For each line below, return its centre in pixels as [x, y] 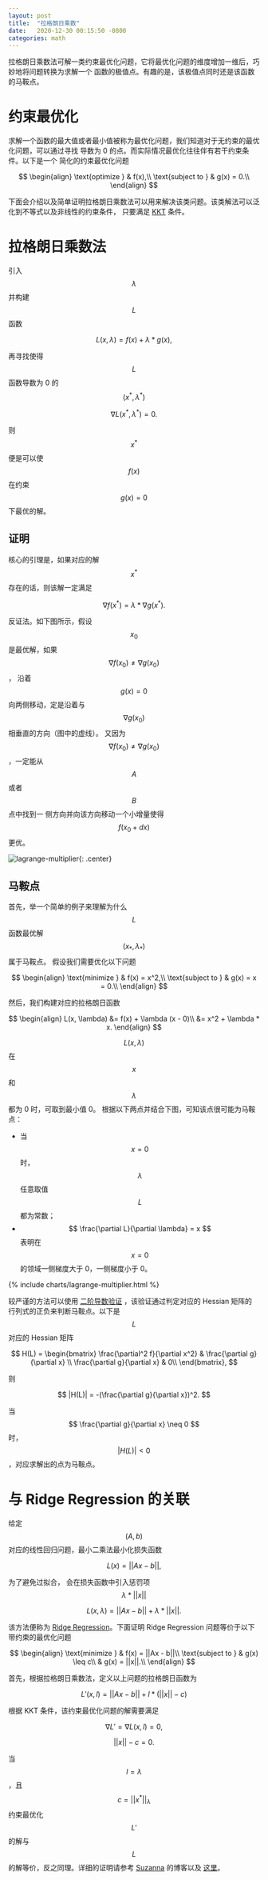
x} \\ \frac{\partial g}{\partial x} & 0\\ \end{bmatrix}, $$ [148, 1362]
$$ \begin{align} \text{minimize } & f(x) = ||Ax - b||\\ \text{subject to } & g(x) [134, 1653]
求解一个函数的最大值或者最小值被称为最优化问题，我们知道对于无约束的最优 [134, 141]
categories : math [37, 38]
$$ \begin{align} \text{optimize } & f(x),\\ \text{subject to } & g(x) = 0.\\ [134, 177]
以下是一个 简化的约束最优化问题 [75, 161]
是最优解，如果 [33, 650]
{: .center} [95, 859]
